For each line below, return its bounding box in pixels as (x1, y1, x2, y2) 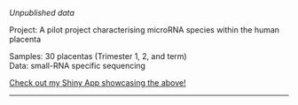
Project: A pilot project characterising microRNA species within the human (9, 25, 280, 34)
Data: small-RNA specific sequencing (9, 61, 146, 71)
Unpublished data (9, 8, 75, 18)
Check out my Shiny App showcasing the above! (9, 78, 186, 87)
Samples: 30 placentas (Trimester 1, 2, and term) (9, 51, 188, 61)
